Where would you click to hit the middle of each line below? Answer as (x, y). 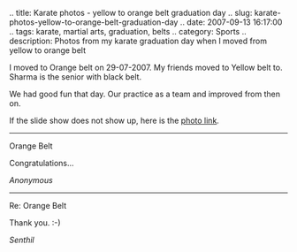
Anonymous (31, 180)
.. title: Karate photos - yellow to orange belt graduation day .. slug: (131, 13)
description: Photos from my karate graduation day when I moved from (138, 41)
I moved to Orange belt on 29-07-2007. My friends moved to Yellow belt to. (146, 67)
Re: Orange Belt (38, 206)
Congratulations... (42, 163)
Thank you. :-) (35, 223)
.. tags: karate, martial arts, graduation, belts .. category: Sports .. (128, 31)
